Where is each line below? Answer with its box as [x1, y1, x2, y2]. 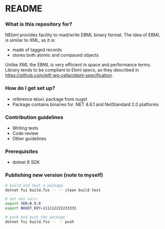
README [5, 3, 43, 14]
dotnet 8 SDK [12, 159, 40, 165]
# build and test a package [5, 183, 63, 188]
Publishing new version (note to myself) [5, 172, 103, 179]
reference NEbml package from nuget [12, 96, 88, 102]
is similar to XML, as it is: [5, 37, 56, 43]
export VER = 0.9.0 [5, 201, 41, 206]
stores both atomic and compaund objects [12, 52, 99, 58]
